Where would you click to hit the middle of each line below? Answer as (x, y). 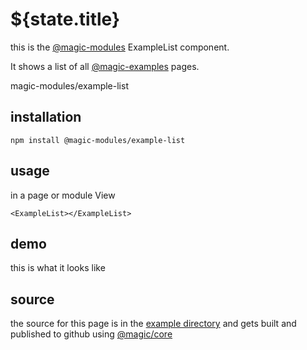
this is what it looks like (58, 268)
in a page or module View (63, 195)
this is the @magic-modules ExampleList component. (120, 47)
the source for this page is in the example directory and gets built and (153, 324)
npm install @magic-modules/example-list (98, 140)
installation (46, 117)
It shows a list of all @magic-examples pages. (105, 66)
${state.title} (65, 19)
